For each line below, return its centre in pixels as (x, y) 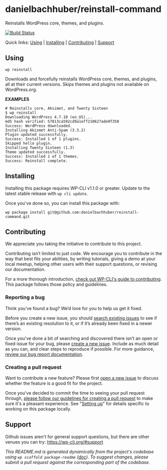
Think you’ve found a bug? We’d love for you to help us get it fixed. (74, 308)
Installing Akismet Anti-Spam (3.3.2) (45, 130)
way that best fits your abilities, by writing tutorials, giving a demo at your (81, 259)
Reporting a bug (25, 297)
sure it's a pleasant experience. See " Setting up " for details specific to (77, 404)
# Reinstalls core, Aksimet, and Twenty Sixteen (57, 108)
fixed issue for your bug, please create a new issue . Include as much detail (82, 344)
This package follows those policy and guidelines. (56, 284)
